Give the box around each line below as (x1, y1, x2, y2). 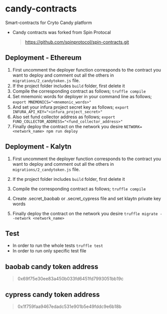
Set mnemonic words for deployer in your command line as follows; (12, 93, 152, 99)
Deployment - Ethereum (5, 54, 82, 62)
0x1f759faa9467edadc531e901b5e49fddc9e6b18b (17, 303, 122, 309)
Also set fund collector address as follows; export (12, 114, 115, 120)
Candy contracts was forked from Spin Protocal (12, 29, 111, 35)
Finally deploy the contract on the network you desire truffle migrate (12, 210, 158, 216)
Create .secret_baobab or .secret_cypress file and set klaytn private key (12, 195, 161, 201)
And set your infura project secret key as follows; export (12, 104, 129, 110)
